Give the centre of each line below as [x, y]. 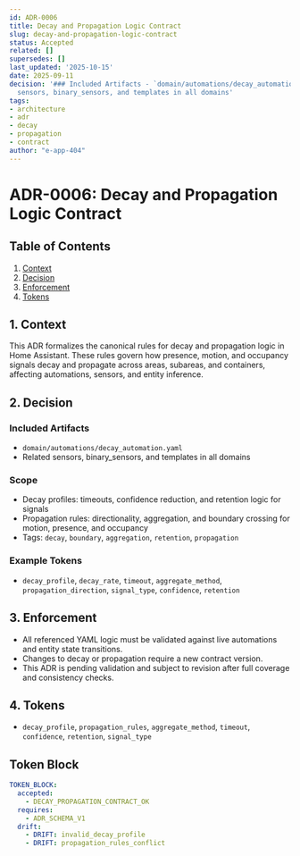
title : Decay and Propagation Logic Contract [95, 26]
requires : [35, 810]
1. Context [38, 325]
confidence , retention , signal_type [87, 736]
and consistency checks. [68, 677]
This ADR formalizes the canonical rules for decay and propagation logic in [147, 346]
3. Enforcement [53, 618]
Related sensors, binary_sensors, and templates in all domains [136, 457]
